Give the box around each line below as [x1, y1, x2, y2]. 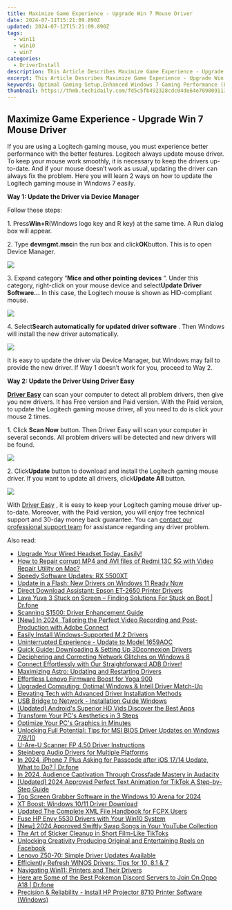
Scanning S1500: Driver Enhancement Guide [17, 608, 144, 616]
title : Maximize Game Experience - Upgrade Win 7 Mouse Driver [7, 10, 193, 17]
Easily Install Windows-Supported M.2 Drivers [17, 630, 148, 639]
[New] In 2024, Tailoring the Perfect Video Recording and [17, 616, 181, 624]
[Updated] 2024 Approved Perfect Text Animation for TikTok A [17, 777, 195, 786]
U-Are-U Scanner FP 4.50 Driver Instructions [17, 740, 145, 749]
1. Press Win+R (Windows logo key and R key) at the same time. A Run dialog [7, 219, 224, 227]
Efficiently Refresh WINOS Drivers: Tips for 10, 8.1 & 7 [17, 858, 169, 866]
